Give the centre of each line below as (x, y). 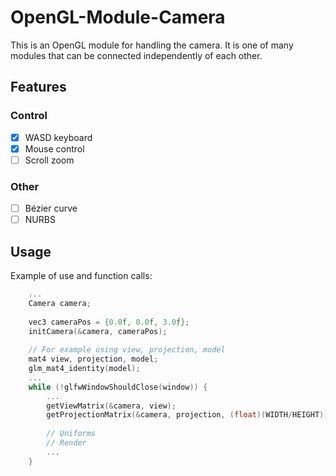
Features (38, 87)
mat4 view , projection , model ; (93, 359)
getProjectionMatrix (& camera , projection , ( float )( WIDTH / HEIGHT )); (189, 415)
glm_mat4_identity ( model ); (84, 369)
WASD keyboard (58, 137)
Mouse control (54, 148)
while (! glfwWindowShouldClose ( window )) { (118, 387)
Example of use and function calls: (81, 276)
